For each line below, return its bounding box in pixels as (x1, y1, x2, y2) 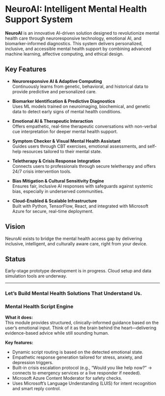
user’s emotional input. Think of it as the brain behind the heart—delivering (5, 325, 156, 331)
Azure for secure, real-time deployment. (12, 208, 94, 214)
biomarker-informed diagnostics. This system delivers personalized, (5, 40, 143, 46)
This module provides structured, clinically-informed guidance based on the (5, 319, 159, 325)
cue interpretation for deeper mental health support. (12, 129, 118, 134)
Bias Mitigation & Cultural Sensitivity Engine (12, 178, 104, 184)
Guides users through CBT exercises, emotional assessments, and (12, 143, 146, 149)
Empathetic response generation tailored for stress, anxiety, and (12, 354, 142, 360)
